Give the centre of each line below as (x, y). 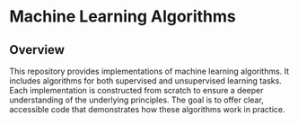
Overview (37, 50)
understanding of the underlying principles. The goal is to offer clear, (137, 100)
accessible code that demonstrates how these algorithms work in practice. (147, 109)
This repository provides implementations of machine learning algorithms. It (149, 71)
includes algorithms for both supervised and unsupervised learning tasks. (146, 81)
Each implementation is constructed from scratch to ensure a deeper (136, 90)
